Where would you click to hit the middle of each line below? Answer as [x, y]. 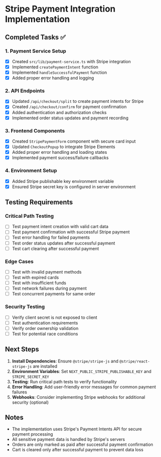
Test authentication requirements [45, 323]
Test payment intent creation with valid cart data [60, 227]
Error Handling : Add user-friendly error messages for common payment [84, 387]
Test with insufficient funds [39, 283]
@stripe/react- [134, 361]
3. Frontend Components [35, 131]
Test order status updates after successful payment [63, 243]
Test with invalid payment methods [47, 272]
